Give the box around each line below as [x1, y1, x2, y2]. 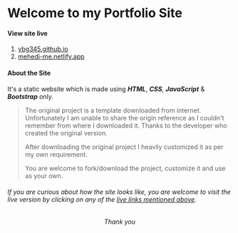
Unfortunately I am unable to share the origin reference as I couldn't [24, 113, 224, 122]
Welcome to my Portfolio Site [7, 5, 183, 21]
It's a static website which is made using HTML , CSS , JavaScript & [7, 84, 205, 93]
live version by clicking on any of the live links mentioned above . [7, 195, 197, 204]
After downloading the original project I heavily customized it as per [24, 143, 224, 151]
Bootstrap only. [7, 92, 53, 100]
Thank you [103, 217, 136, 226]
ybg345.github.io [17, 45, 69, 53]
